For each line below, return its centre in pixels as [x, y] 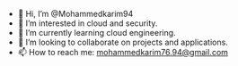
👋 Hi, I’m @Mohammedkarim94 [75, 14]
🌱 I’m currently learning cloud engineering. [97, 33]
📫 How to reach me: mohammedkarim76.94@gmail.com [123, 52]
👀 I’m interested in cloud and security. [88, 23]
